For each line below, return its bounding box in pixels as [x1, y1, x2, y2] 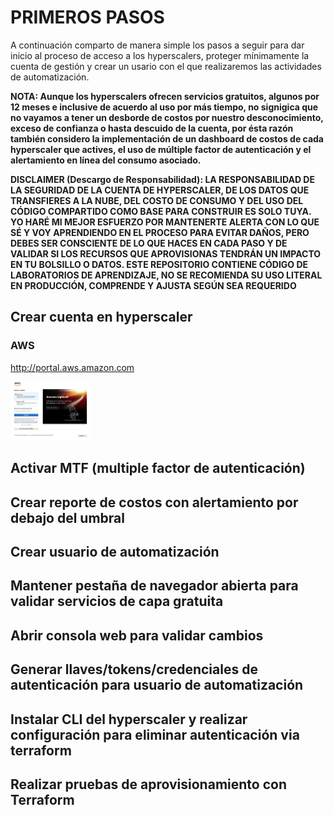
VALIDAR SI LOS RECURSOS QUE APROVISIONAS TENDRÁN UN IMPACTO [10, 247, 322, 260]
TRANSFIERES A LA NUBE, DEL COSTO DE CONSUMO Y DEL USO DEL [10, 194, 304, 206]
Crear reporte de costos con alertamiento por [10, 494, 299, 511]
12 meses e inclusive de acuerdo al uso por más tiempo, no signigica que [10, 101, 319, 113]
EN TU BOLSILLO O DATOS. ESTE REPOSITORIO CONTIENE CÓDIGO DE [10, 258, 309, 270]
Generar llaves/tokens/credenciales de [10, 661, 258, 678]
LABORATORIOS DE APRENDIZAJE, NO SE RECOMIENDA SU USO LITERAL [10, 269, 323, 281]
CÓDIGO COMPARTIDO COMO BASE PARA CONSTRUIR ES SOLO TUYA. [10, 205, 312, 217]
